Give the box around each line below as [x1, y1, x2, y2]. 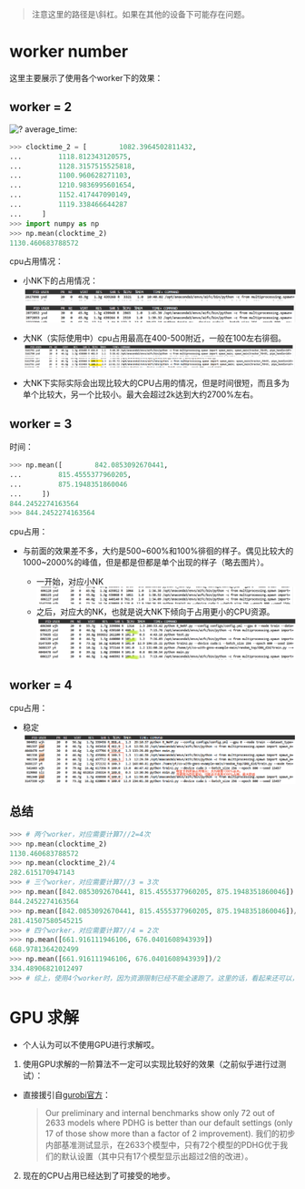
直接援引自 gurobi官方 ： [22, 1089, 112, 1100]
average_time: [25, 123, 78, 135]
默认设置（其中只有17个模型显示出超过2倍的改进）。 [61, 1151, 253, 1162]
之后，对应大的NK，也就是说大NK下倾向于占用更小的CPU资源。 [35, 606, 275, 617]
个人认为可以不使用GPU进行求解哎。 [22, 1039, 160, 1050]
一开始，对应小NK [35, 576, 104, 587]
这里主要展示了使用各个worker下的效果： [9, 72, 163, 83]
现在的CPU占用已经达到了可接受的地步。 [22, 1170, 175, 1181]
